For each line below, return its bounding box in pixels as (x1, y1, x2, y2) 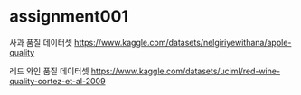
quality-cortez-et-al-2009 (9, 75, 106, 86)
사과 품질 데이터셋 (9, 37, 72, 47)
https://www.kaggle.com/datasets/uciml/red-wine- (90, 65, 281, 76)
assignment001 (9, 6, 129, 27)
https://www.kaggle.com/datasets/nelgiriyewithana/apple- (73, 37, 292, 47)
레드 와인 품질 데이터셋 (9, 65, 89, 76)
